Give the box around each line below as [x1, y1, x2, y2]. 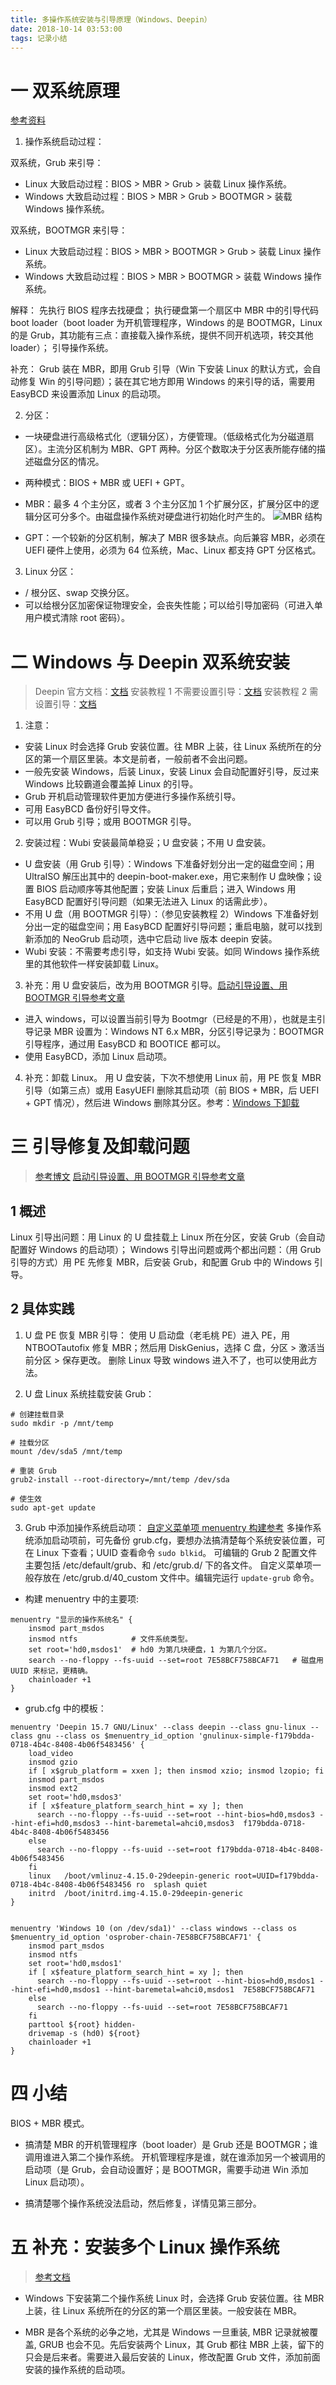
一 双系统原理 [10, 79, 120, 102]
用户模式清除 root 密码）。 [24, 612, 131, 624]
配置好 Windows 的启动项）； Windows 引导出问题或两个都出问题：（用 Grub [10, 1244, 322, 1255]
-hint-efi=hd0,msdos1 [10, 1984, 101, 1995]
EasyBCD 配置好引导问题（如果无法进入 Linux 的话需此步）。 [24, 896, 273, 908]
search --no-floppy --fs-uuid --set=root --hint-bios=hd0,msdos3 [36, 1809, 315, 1820]
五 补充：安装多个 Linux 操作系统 [10, 2236, 280, 2258]
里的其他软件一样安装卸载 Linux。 [24, 958, 165, 970]
